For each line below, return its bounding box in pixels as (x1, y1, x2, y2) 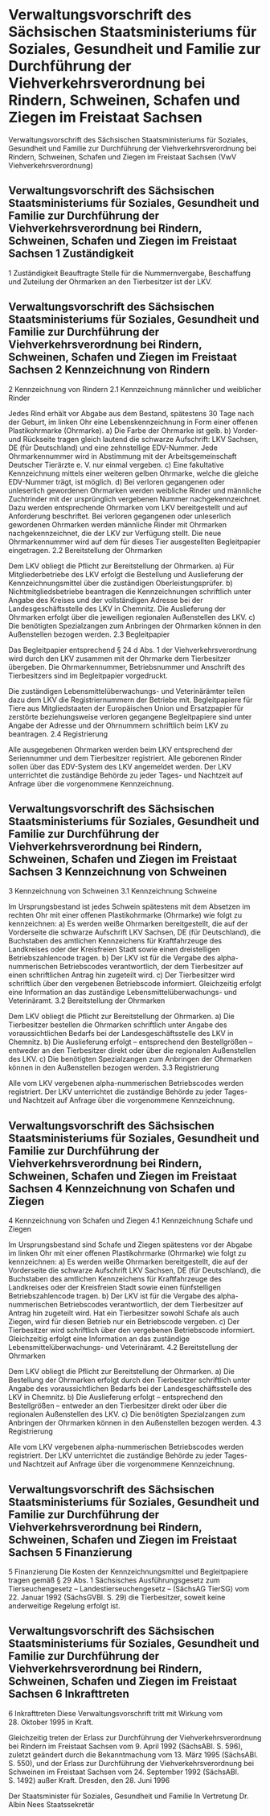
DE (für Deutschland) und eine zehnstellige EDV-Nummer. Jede (8, 443, 219, 452)
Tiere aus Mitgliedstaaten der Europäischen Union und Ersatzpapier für (8, 703, 244, 713)
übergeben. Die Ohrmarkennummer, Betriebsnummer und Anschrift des (8, 662, 245, 671)
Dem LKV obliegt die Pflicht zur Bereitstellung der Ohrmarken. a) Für (8, 561, 235, 571)
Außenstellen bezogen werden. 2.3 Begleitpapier (8, 629, 170, 639)
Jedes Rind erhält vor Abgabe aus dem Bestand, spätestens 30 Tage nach (8, 408, 255, 418)
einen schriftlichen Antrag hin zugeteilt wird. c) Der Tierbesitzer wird (8, 970, 235, 980)
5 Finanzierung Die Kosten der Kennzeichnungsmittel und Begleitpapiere (8, 1567, 249, 1576)
